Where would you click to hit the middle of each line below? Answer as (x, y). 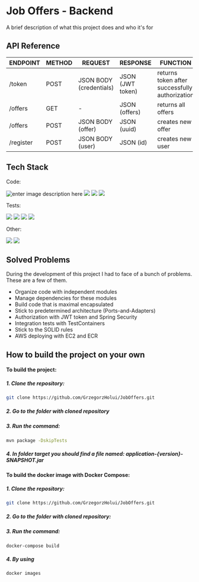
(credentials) (96, 87)
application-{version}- (154, 454)
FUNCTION (175, 62)
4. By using (20, 559)
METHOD (59, 62)
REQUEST (96, 62)
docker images (24, 574)
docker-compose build (33, 546)
